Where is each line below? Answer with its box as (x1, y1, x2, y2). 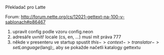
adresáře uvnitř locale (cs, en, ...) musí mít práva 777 (12, 34, 121, 40)
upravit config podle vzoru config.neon (12, 29, 94, 34)
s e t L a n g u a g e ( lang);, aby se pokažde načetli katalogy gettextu (12, 45, 141, 50)
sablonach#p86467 (5, 19, 46, 25)
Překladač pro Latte (5, 4, 46, 10)
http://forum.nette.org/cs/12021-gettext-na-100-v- (21, 14, 125, 19)
